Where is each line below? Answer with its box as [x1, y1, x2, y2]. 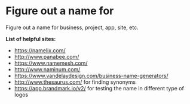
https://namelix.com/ [14, 46, 66, 54]
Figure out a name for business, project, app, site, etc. [5, 24, 139, 31]
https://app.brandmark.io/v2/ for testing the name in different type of [14, 84, 185, 92]
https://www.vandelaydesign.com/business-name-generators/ [14, 72, 168, 79]
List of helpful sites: [5, 35, 56, 42]
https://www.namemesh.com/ [14, 59, 88, 67]
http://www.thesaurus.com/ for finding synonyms [14, 78, 136, 86]
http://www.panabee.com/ [14, 53, 79, 60]
